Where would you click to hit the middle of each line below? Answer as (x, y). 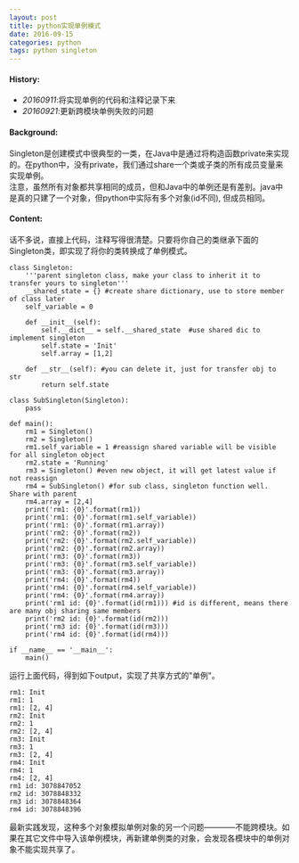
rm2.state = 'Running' (67, 463)
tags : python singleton (53, 51)
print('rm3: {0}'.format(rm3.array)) (95, 571)
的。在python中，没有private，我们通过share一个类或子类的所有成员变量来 (146, 164)
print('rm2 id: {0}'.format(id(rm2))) (97, 619)
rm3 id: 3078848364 (45, 801)
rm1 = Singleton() (59, 431)
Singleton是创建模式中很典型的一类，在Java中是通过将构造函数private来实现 (149, 153)
